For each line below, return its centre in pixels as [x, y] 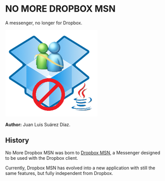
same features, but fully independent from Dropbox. [59, 173]
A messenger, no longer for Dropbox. [44, 23]
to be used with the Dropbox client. [42, 158]
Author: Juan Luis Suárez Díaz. [38, 124]
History [17, 140]
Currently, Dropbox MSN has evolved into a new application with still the [80, 168]
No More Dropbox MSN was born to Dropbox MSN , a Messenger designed [83, 153]
